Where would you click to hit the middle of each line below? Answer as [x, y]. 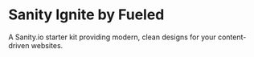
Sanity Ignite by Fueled [86, 15]
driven [19, 45]
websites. [47, 45]
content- [232, 37]
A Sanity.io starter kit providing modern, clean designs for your [112, 37]
